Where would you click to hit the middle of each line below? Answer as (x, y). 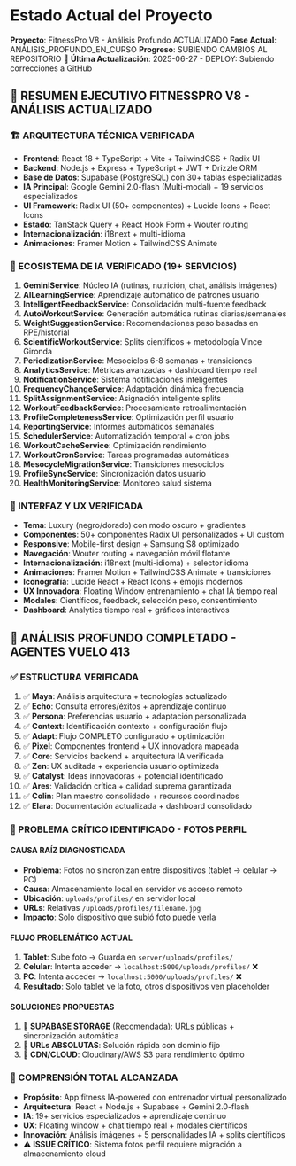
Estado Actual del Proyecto (111, 16)
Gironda (37, 351)
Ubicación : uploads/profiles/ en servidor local (110, 898)
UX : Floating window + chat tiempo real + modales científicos (135, 1125)
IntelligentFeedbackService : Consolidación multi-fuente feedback (144, 304)
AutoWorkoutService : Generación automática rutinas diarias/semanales (155, 313)
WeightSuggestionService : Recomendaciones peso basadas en (140, 323)
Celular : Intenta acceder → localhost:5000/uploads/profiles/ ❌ (140, 967)
